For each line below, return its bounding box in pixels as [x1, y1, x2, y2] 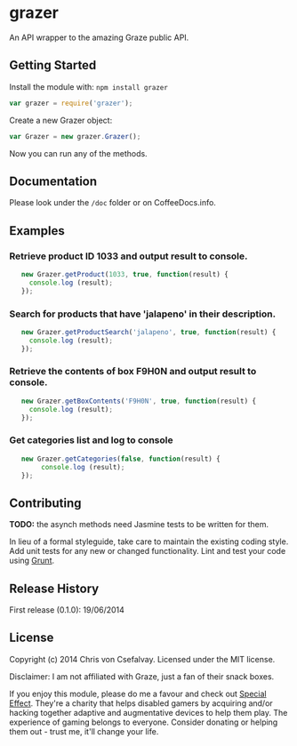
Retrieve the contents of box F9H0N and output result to [9, 365, 257, 378]
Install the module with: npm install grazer [9, 81, 169, 92]
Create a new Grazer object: [9, 115, 113, 125]
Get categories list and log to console [9, 434, 173, 446]
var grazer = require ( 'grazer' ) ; [9, 99, 133, 108]
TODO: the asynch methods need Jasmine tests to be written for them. [9, 519, 269, 530]
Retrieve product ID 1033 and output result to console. [9, 250, 248, 262]
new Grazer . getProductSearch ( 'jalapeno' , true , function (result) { [20, 327, 277, 336]
